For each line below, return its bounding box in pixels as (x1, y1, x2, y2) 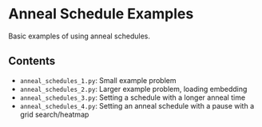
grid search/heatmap (19, 109, 89, 119)
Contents (8, 54, 56, 68)
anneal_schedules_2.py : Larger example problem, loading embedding (19, 84, 248, 93)
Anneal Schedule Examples (8, 5, 194, 23)
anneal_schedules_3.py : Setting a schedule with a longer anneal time (19, 93, 246, 102)
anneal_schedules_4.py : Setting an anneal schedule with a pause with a (19, 101, 255, 110)
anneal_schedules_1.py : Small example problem (19, 75, 177, 85)
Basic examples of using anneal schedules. (8, 31, 150, 41)
